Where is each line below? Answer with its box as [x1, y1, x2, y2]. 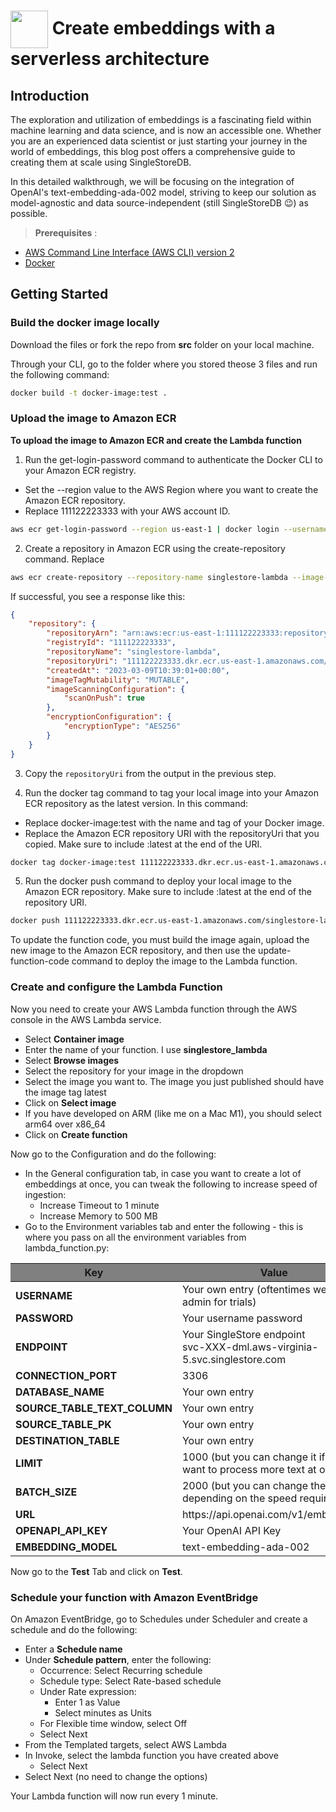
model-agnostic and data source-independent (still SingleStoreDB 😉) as [10, 197, 309, 209]
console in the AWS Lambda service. [10, 1013, 162, 1025]
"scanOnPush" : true [63, 693, 145, 704]
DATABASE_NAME [15, 1385, 105, 1399]
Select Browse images [24, 1054, 120, 1066]
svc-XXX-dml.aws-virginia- [181, 1340, 319, 1354]
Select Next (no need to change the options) [24, 1770, 208, 1782]
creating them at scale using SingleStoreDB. [10, 156, 192, 168]
